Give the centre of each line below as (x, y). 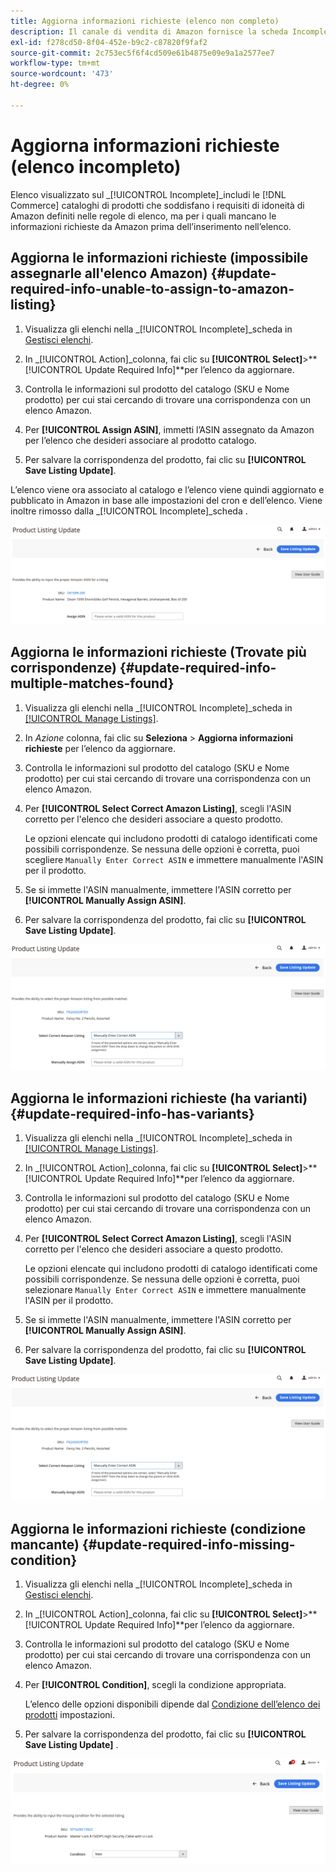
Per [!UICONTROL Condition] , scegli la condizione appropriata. (155, 1684)
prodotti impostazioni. (69, 1714)
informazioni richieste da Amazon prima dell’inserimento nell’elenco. (151, 226)
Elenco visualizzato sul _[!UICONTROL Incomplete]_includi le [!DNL (148, 194)
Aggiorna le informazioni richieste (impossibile (159, 258)
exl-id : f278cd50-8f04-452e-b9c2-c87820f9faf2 (109, 42)
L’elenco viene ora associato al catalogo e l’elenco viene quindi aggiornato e (167, 489)
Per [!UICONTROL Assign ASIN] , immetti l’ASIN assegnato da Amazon (169, 429)
